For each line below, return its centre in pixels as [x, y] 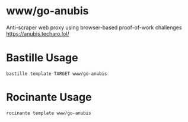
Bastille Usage [42, 58]
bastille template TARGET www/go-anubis [57, 73]
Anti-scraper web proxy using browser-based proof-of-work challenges [94, 27]
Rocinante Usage [49, 97]
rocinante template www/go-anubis [49, 113]
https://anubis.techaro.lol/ [38, 33]
